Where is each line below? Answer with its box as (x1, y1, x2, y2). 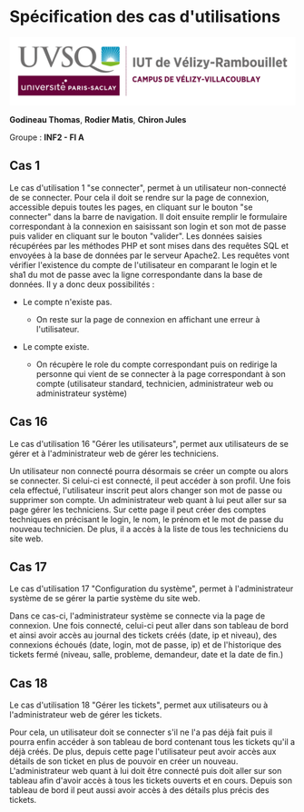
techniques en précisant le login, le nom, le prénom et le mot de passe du (9, 513, 284, 524)
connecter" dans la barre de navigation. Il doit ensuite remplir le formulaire (9, 211, 288, 222)
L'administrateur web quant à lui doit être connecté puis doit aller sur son (9, 766, 282, 777)
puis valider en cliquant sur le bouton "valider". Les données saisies (9, 230, 263, 242)
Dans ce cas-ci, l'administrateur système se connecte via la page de (9, 610, 266, 621)
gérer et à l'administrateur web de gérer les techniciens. (9, 448, 220, 459)
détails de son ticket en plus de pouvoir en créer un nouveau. (9, 756, 239, 767)
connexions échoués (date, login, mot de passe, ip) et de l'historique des (9, 639, 282, 650)
